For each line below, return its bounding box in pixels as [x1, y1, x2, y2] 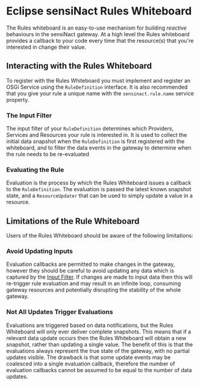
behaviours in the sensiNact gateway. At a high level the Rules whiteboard [6, 30, 190, 37]
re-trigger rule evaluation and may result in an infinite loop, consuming [6, 280, 181, 287]
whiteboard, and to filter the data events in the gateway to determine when [6, 144, 192, 151]
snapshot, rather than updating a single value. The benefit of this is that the [6, 341, 193, 348]
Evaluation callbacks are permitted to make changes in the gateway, [6, 261, 175, 268]
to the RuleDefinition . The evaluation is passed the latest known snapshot [6, 186, 192, 193]
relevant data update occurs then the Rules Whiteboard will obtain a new [6, 334, 187, 341]
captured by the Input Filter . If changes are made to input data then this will [6, 273, 193, 281]
